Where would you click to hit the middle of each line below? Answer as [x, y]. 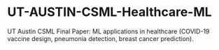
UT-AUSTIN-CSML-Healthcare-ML [109, 12]
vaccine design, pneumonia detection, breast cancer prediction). [100, 38]
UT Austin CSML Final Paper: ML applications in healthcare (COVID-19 [108, 31]
